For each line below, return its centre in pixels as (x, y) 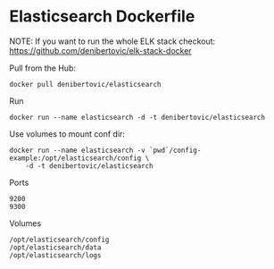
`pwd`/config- (175, 150)
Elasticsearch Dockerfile (102, 17)
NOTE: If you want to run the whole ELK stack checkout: (112, 41)
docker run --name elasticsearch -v (77, 150)
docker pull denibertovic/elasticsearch (86, 84)
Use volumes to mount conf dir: (67, 134)
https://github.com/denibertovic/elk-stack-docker (100, 50)
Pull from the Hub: (42, 68)
